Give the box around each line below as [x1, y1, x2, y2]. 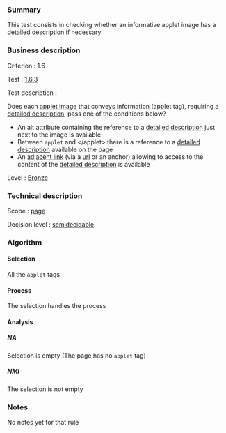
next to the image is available [17, 130, 102, 139]
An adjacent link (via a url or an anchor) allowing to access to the [17, 152, 204, 161]
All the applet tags [7, 271, 60, 279]
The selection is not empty [7, 385, 83, 393]
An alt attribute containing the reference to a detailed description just [17, 123, 216, 131]
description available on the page [17, 145, 113, 153]
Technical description [7, 190, 83, 200]
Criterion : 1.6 [7, 61, 46, 70]
